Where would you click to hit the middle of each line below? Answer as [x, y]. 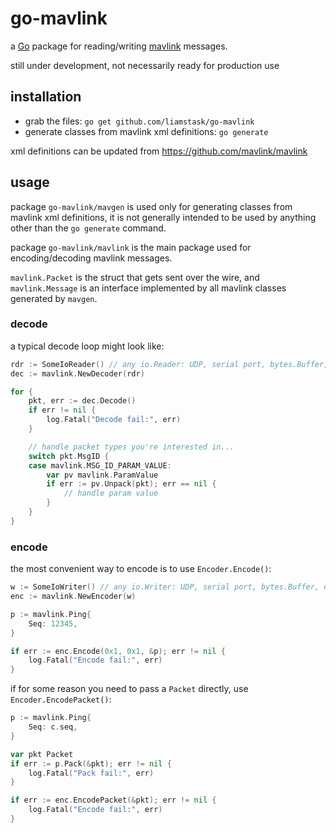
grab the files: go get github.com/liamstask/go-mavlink [139, 121]
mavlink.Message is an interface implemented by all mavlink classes [148, 288]
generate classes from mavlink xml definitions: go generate [146, 131]
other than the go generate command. [88, 228]
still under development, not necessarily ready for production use [145, 65]
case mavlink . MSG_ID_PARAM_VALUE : [100, 465]
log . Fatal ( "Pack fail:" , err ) [91, 773]
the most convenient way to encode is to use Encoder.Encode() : [141, 569]
